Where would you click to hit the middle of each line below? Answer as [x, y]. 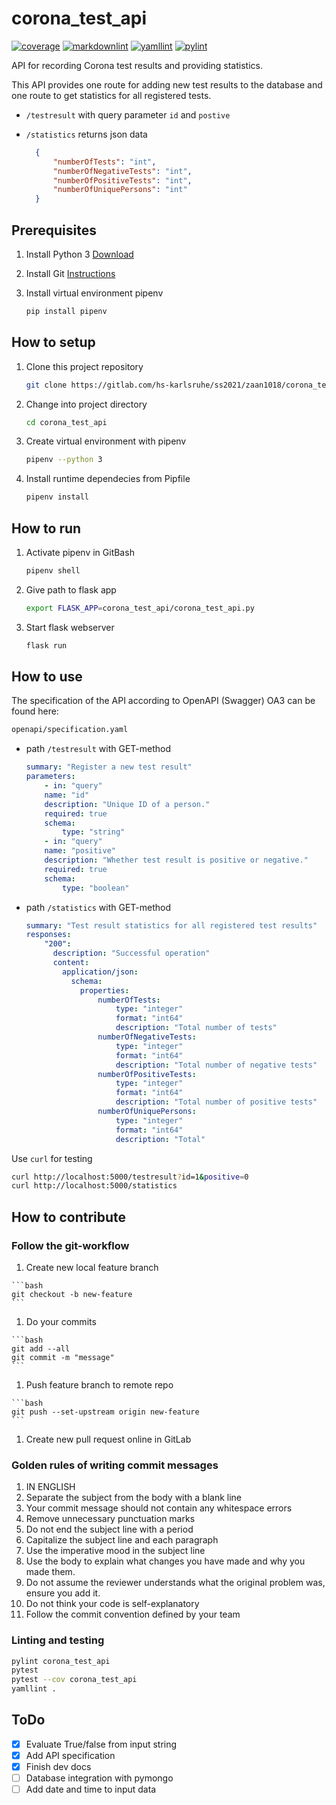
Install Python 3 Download [79, 254]
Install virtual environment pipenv [94, 293]
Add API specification [70, 1755]
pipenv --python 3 [64, 460]
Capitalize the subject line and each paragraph [122, 1540]
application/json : [100, 972]
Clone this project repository [84, 366]
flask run [46, 645]
